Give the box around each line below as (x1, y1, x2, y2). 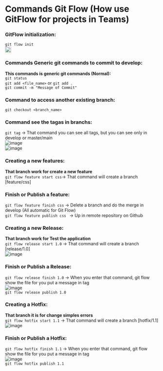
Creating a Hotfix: (5, 301, 48, 308)
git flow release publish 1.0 (5, 290, 67, 295)
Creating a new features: (5, 157, 65, 164)
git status (5, 75, 27, 81)
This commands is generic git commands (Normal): (5, 71, 111, 76)
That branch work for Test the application (5, 236, 91, 241)
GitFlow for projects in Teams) (5, 14, 129, 25)
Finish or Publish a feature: (5, 191, 70, 198)
